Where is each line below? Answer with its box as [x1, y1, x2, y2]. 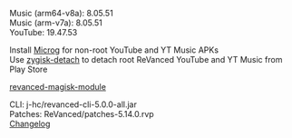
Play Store [9, 64, 48, 74]
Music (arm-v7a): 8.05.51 [9, 17, 102, 28]
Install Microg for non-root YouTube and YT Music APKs [9, 44, 219, 55]
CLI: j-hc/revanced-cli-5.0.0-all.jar [9, 99, 138, 110]
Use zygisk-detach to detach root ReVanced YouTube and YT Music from [9, 54, 283, 64]
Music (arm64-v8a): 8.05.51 [9, 8, 113, 18]
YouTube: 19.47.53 [9, 27, 78, 37]
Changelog [9, 118, 51, 129]
